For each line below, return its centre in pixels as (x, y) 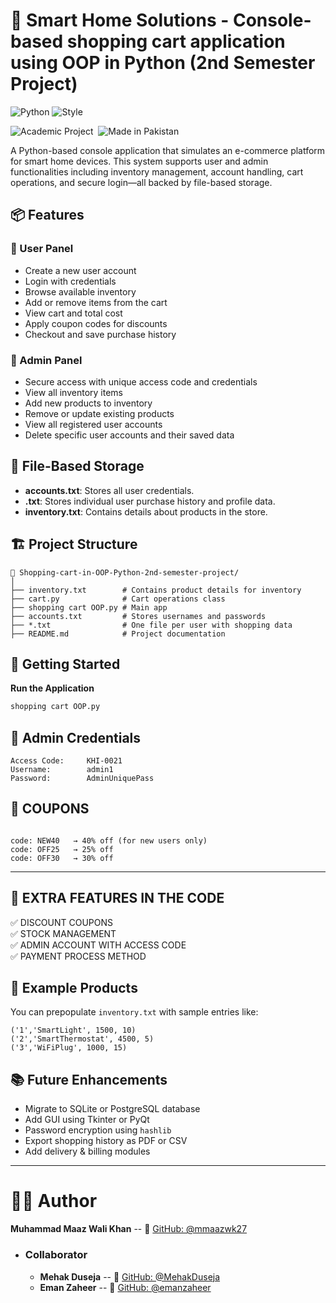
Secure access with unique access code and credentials (141, 381)
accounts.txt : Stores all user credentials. (109, 490)
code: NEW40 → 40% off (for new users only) (109, 840)
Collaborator (56, 1255)
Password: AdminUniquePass (82, 779)
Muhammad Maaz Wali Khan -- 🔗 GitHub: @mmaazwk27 (129, 1229)
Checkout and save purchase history (100, 334)
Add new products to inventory (88, 403)
